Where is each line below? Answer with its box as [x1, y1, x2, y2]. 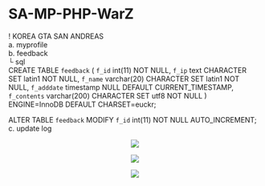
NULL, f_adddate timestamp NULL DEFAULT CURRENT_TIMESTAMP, [8, 82, 234, 92]
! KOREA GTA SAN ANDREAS [8, 31, 104, 41]
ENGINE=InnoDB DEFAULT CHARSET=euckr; [8, 99, 157, 109]
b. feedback [8, 48, 48, 58]
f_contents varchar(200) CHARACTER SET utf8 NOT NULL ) [8, 91, 207, 100]
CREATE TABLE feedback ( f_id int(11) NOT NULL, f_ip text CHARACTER [8, 65, 247, 75]
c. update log [8, 123, 52, 133]
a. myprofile [8, 39, 48, 49]
